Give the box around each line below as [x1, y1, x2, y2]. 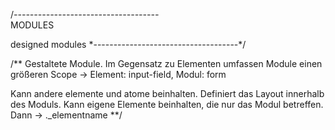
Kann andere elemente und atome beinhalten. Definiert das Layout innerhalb [10, 88, 325, 99]
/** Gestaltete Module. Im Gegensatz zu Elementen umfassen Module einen [10, 58, 323, 69]
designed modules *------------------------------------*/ [10, 39, 247, 50]
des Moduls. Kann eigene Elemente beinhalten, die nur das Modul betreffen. [10, 99, 324, 110]
